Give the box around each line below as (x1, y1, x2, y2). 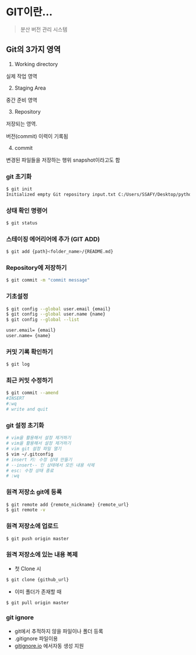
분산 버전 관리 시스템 (20, 26, 68, 33)
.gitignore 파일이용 (14, 635, 58, 642)
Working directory (14, 60, 58, 67)
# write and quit (6, 406, 48, 413)
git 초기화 (6, 172, 32, 180)
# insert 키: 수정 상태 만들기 (6, 457, 72, 462)
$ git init (6, 186, 33, 192)
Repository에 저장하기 (6, 264, 67, 272)
